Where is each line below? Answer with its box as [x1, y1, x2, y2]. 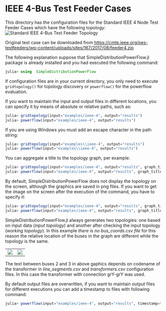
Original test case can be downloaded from [5, 39, 93, 45]
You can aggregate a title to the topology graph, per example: [5, 155, 130, 161]
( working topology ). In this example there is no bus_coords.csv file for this [5, 227, 156, 233]
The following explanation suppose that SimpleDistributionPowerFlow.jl [5, 54, 150, 60]
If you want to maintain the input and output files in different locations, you [5, 98, 157, 104]
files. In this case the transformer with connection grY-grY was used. [5, 271, 146, 277]
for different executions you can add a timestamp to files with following [5, 286, 150, 292]
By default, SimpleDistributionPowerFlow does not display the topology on [5, 178, 157, 184]
